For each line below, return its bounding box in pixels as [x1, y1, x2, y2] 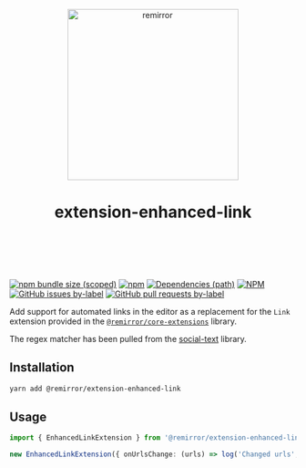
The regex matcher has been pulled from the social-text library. [9, 333, 248, 344]
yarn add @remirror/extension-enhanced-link [9, 384, 181, 393]
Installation [9, 359, 75, 376]
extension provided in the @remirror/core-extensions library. [9, 316, 238, 327]
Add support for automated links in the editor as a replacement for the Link [9, 306, 291, 317]
